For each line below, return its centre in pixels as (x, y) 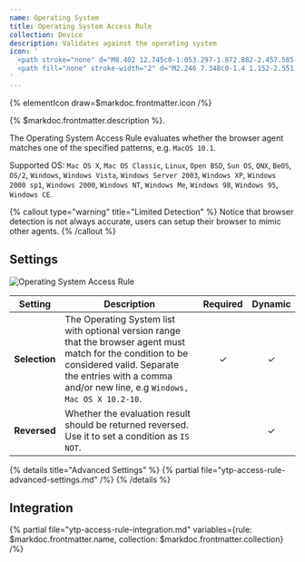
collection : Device (46, 35)
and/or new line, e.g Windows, (127, 387)
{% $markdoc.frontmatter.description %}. (87, 120)
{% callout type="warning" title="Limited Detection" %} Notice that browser (152, 212)
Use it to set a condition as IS (127, 436)
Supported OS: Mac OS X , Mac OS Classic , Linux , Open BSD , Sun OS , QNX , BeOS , (151, 165)
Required (223, 303)
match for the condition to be (127, 353)
